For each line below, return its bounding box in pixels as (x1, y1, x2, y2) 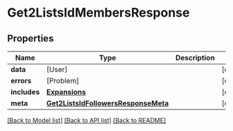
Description (175, 53, 215, 62)
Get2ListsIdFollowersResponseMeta (46, 98, 169, 108)
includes (10, 87, 40, 96)
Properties (7, 33, 54, 44)
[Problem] (46, 76, 80, 85)
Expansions (46, 87, 87, 96)
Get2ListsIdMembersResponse (7, 5, 190, 21)
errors (10, 76, 32, 85)
